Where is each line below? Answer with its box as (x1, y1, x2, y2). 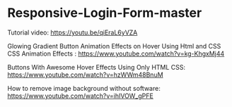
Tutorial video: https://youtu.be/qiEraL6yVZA (7, 28, 138, 37)
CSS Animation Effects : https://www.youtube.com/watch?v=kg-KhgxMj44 (7, 49, 225, 58)
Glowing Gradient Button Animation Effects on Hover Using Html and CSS (7, 42, 221, 50)
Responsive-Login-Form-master (7, 5, 202, 21)
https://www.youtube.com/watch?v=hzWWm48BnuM (7, 70, 164, 79)
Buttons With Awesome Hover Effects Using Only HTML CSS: (7, 63, 186, 71)
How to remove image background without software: (7, 84, 161, 92)
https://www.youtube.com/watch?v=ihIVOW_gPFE (7, 92, 153, 100)
